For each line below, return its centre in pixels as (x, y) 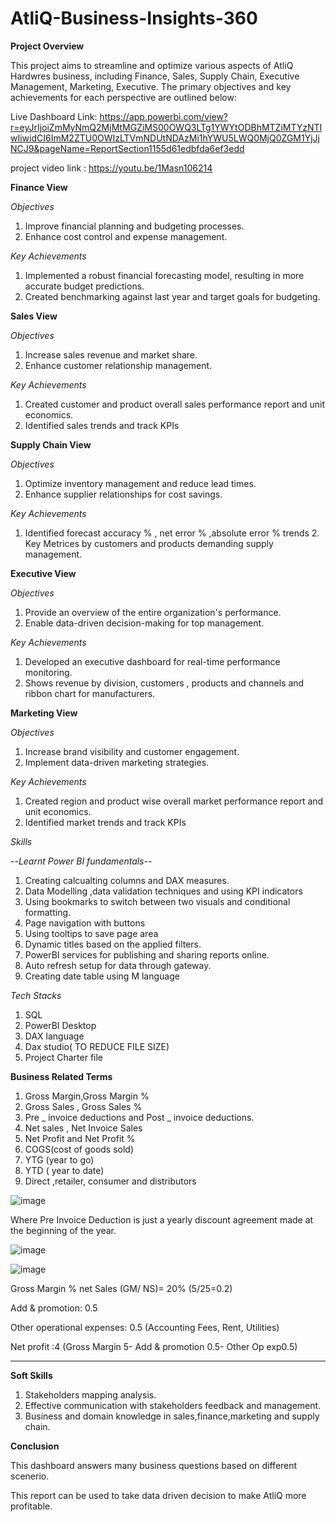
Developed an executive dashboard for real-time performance (152, 661)
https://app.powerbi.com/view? (164, 116)
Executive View (43, 573)
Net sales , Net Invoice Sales (83, 1128)
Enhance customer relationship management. (118, 365)
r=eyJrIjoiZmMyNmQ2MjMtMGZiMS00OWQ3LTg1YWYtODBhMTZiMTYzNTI (166, 127)
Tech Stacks (36, 995)
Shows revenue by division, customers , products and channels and (164, 683)
